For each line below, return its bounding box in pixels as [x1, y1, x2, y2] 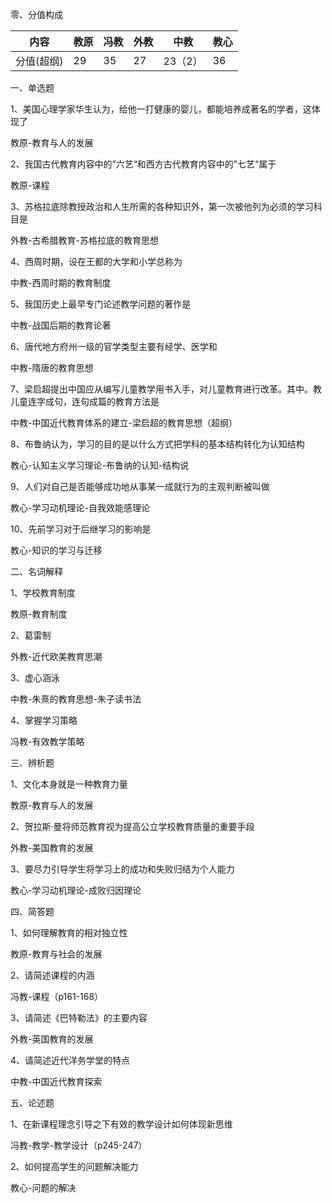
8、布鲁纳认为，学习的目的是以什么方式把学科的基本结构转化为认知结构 [10, 438, 305, 450]
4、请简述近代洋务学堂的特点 [10, 1054, 131, 1066]
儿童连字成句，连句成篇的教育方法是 [10, 396, 160, 407]
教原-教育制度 [10, 608, 68, 620]
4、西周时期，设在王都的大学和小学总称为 [10, 256, 183, 267]
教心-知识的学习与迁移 [10, 544, 103, 556]
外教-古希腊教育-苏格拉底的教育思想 [10, 234, 159, 246]
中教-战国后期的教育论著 [10, 319, 112, 331]
